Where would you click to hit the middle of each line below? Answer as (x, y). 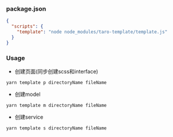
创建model (27, 94)
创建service (29, 117)
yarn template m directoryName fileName (57, 105)
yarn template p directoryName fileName (57, 82)
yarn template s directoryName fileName (57, 128)
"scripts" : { (27, 26)
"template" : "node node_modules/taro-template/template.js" (92, 32)
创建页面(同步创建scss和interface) (56, 71)
